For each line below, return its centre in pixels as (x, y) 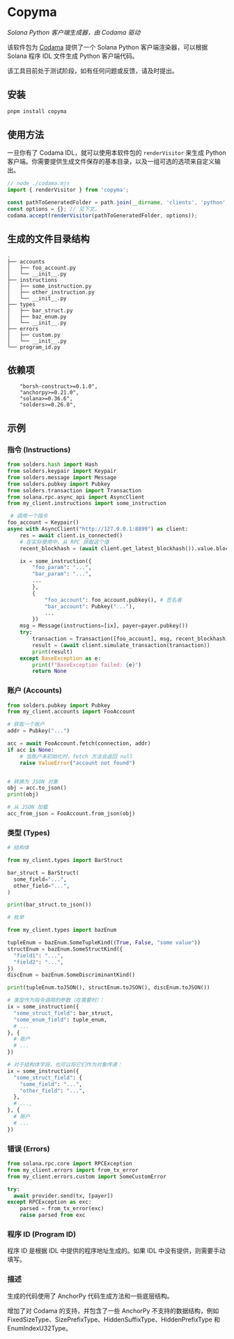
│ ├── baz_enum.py (37, 317)
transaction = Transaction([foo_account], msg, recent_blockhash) (131, 639)
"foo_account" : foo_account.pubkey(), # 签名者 (113, 600)
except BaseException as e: (60, 658)
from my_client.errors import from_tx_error (73, 1170)
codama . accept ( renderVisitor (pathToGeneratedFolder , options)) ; (102, 215)
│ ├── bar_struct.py (40, 310)
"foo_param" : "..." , (62, 568)
